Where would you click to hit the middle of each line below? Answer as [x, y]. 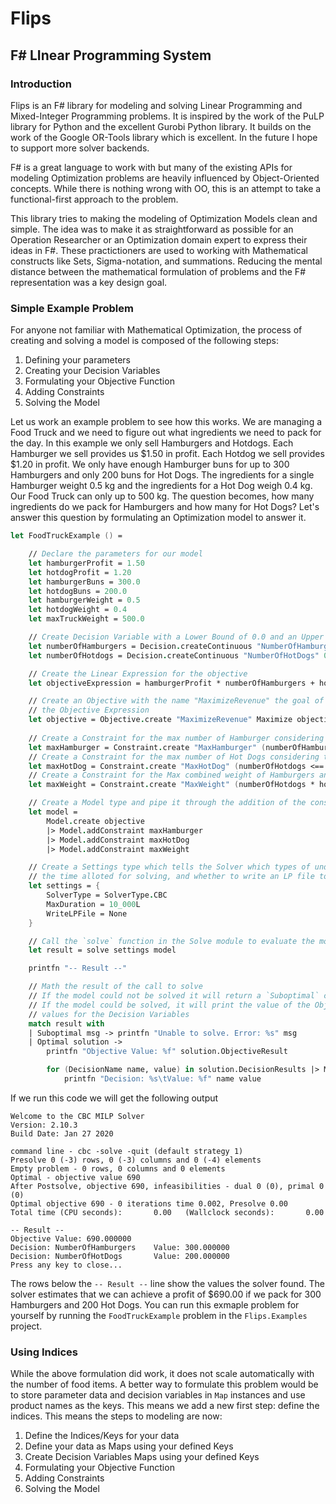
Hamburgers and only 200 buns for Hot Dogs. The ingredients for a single [162, 475]
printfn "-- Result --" [78, 968]
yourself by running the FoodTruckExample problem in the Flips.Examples [159, 1315]
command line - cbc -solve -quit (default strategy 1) [127, 1151]
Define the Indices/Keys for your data [102, 1436]
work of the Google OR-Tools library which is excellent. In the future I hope [164, 137]
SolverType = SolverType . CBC [107, 895]
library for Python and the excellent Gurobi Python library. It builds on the [161, 126]
